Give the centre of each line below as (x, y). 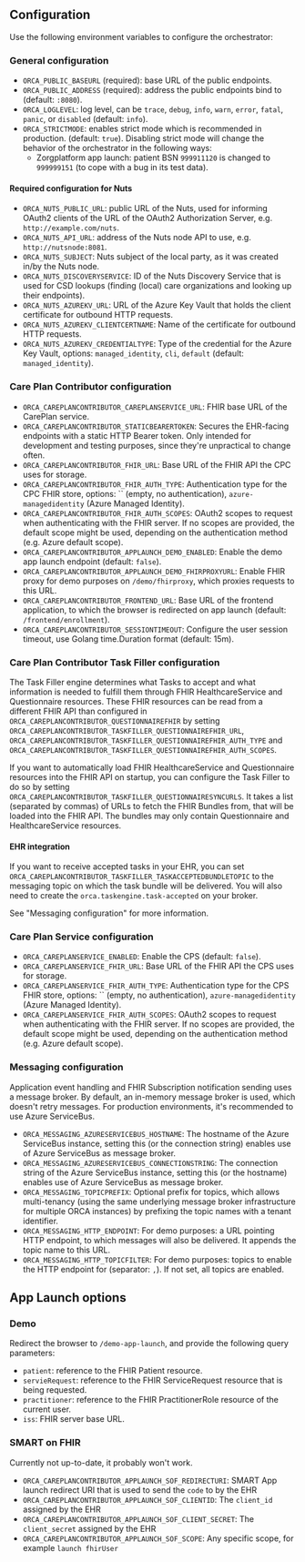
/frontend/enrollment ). (66, 619)
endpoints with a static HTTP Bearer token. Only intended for (137, 435)
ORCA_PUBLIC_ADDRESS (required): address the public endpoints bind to (152, 90)
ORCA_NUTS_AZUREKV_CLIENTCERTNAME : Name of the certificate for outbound (159, 325)
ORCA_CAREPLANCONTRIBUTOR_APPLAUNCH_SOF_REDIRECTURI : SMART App (150, 1480)
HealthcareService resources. (66, 825)
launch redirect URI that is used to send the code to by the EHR (140, 1490)
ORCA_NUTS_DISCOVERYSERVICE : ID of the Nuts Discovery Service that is (152, 276)
